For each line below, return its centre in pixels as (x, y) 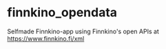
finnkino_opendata (62, 13)
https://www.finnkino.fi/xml (46, 38)
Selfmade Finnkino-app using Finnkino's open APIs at (83, 31)
